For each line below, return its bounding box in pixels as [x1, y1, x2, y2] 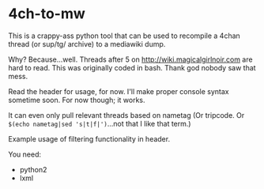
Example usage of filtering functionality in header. [8, 134, 171, 143]
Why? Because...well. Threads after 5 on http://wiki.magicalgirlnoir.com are [8, 55, 253, 64]
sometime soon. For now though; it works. [8, 95, 145, 104]
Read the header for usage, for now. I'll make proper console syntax [8, 86, 229, 96]
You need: [8, 149, 42, 159]
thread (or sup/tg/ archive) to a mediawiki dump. [8, 39, 166, 48]
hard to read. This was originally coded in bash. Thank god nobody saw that [8, 62, 256, 72]
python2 [19, 164, 47, 174]
